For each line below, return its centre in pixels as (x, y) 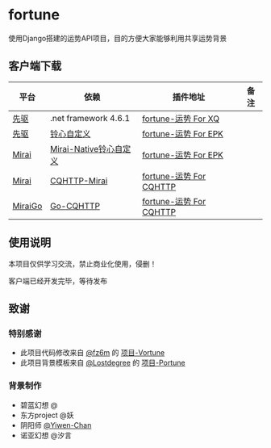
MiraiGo (27, 206)
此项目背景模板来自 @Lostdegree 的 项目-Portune (102, 363)
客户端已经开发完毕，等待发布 (58, 281)
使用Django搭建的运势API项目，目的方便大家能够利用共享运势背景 (118, 38)
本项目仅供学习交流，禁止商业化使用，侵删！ (83, 263)
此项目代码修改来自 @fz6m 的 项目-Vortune (92, 353)
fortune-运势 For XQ (181, 119)
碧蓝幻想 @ (39, 404)
